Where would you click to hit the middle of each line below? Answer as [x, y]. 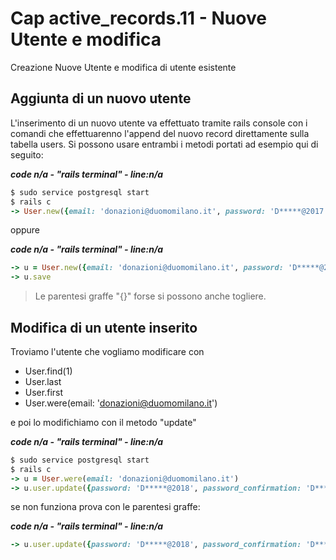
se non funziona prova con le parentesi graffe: [105, 507]
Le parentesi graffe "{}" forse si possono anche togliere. [150, 296]
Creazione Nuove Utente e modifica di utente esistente [123, 67]
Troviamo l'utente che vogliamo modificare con [107, 351]
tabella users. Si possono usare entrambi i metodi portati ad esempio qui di [164, 144]
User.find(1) [48, 371]
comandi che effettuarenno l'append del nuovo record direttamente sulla [160, 133]
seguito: [27, 154]
